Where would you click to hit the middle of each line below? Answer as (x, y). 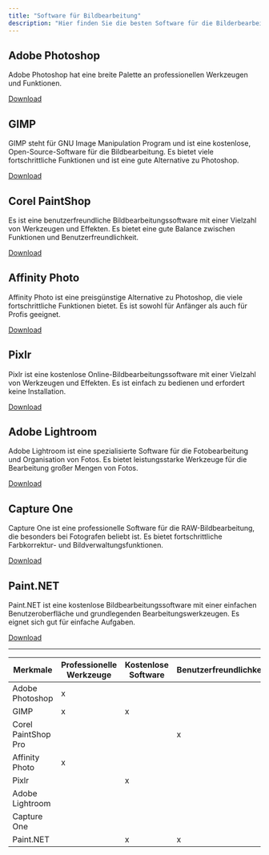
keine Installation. (37, 391)
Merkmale (33, 670)
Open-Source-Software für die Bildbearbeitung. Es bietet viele (111, 152)
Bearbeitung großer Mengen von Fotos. (73, 468)
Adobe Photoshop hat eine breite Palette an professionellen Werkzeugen (128, 75)
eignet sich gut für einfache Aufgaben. (72, 622)
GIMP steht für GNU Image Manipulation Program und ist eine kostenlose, (129, 143)
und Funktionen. (35, 83)
